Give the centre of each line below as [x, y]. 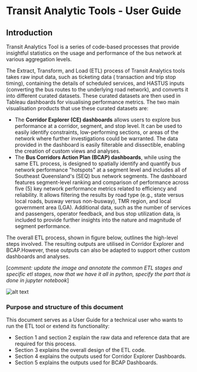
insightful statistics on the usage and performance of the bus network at [94, 53]
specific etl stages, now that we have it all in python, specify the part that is [98, 274]
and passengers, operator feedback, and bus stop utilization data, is [98, 214]
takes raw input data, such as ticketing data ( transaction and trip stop [91, 77]
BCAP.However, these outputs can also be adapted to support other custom [98, 250]
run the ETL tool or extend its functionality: [58, 326]
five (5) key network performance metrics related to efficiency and [96, 189]
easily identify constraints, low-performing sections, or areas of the [96, 132]
